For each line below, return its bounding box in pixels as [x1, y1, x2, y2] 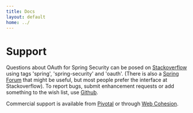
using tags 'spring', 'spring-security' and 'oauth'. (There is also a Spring [6, 70, 180, 77]
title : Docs [6, 8, 35, 15]
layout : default [6, 14, 46, 20]
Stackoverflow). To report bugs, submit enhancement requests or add [6, 83, 174, 90]
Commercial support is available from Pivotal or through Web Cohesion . [6, 100, 179, 107]
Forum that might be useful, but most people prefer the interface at [6, 77, 168, 84]
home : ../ [6, 19, 30, 25]
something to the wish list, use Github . [6, 89, 98, 96]
